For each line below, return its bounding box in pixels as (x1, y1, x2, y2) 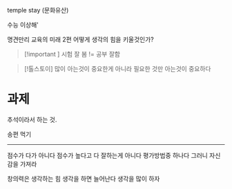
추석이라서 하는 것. (7, 115, 57, 123)
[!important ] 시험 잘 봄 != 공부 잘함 (23, 50, 121, 58)
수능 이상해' (7, 21, 39, 29)
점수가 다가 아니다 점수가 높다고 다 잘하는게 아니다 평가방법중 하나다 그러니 (7, 151, 209, 159)
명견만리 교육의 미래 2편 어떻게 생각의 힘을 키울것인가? (7, 35, 154, 43)
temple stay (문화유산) (7, 6, 69, 14)
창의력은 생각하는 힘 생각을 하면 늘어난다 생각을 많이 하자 (7, 175, 160, 183)
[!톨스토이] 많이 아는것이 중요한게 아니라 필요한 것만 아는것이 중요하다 (23, 65, 211, 72)
